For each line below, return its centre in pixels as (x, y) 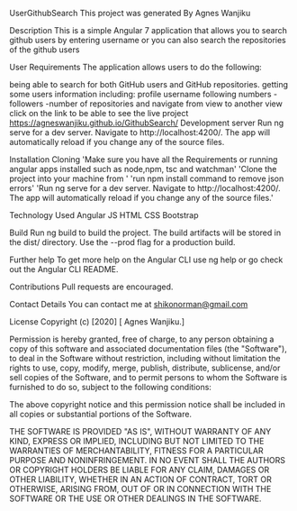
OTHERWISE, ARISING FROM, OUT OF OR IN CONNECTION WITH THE (140, 489)
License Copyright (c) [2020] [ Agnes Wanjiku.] (97, 322)
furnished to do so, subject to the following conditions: (110, 387)
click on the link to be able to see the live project (99, 113)
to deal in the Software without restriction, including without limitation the (145, 358)
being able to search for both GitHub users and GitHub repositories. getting (149, 84)
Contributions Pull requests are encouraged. (91, 287)
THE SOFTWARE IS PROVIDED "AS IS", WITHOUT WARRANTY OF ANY (140, 431)
